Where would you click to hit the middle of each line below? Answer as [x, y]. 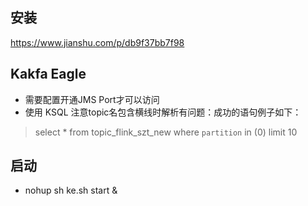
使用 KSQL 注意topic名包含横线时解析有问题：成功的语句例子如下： [163, 112]
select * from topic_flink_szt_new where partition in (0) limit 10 [166, 132]
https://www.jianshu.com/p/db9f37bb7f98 [97, 42]
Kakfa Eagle [48, 74]
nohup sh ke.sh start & [71, 190]
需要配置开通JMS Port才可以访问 [92, 99]
